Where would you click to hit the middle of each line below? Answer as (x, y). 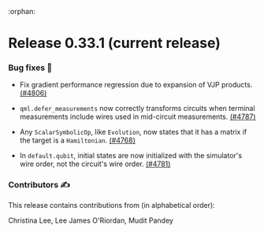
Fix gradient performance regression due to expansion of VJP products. (136, 85)
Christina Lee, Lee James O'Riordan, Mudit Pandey (91, 220)
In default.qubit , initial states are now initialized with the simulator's (131, 156)
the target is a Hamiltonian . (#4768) (77, 140)
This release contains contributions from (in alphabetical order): (112, 205)
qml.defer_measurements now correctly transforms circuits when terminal (137, 109)
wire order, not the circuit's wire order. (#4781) (95, 164)
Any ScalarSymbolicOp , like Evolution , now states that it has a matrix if (133, 132)
